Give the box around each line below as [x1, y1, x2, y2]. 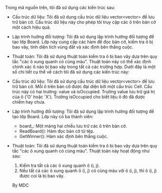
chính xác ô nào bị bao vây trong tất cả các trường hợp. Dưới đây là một [12, 64, 156, 70]
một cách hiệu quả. [12, 24, 51, 30]
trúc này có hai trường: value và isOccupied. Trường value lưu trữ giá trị [12, 89, 155, 94]
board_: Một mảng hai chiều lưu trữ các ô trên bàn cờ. [19, 123, 127, 129]
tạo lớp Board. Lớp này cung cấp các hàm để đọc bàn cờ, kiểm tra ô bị [12, 39, 153, 45]
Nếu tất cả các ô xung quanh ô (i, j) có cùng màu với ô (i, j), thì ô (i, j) [19, 168, 157, 174]
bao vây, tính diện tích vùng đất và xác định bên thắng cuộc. [12, 44, 134, 50]
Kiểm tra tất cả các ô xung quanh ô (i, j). [19, 163, 100, 168]
